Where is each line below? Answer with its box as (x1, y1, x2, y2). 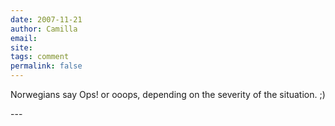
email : (10, 33, 38, 43)
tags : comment (10, 52, 70, 62)
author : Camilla (10, 24, 78, 34)
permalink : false (10, 61, 83, 71)
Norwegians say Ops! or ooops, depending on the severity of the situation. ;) (10, 89, 326, 100)
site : (10, 42, 33, 53)
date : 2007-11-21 (10, 14, 83, 25)
